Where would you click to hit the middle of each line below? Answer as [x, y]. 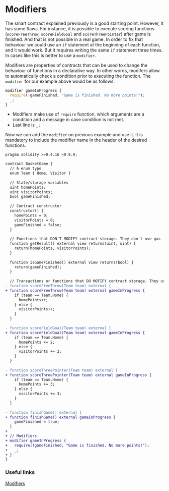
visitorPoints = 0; [35, 220]
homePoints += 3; [37, 385]
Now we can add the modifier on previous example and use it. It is [74, 135]
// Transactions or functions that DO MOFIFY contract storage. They [84, 281]
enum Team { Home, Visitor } [40, 173]
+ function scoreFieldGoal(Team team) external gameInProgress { [75, 333]
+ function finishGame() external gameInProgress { [60, 417]
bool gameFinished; [30, 197]
